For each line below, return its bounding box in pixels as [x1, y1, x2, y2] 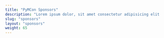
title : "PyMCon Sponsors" [5, 7, 58, 12]
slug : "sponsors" [5, 16, 41, 21]
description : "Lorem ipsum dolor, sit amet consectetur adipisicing [5, 12, 149, 17]
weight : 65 [5, 26, 28, 31]
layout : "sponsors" [5, 21, 45, 26]
